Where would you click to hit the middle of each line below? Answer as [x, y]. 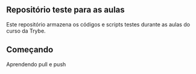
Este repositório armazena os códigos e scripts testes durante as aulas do [98, 24]
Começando [30, 50]
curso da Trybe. [26, 31]
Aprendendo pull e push [36, 64]
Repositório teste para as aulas [65, 10]
